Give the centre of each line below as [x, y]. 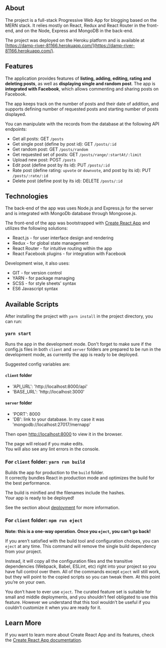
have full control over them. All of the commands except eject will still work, [83, 571]
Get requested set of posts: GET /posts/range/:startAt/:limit [77, 154]
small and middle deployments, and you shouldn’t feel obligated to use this [81, 597]
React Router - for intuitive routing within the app [62, 248]
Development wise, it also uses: [37, 263]
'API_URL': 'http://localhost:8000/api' [50, 386]
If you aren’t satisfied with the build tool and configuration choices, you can [82, 541]
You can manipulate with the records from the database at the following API [82, 124]
